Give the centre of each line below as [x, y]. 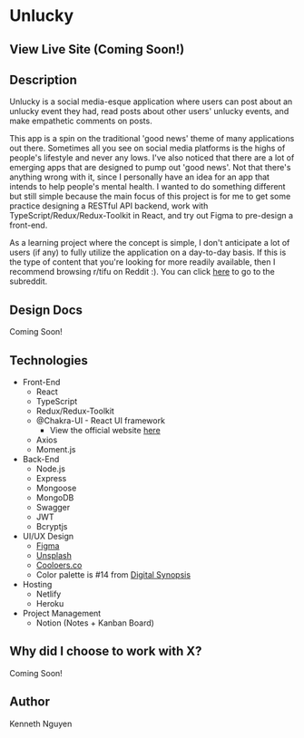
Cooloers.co [59, 565]
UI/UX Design [48, 537]
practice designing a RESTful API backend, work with [109, 206]
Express [51, 479]
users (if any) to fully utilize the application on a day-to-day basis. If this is [148, 252]
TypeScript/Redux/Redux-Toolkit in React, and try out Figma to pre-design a [151, 216]
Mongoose [56, 488]
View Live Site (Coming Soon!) [97, 49]
